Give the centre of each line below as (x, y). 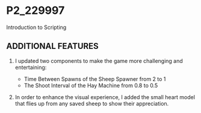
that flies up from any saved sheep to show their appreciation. (92, 103)
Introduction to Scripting (36, 27)
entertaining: (31, 67)
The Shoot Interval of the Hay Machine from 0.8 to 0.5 (91, 85)
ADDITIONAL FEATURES (53, 46)
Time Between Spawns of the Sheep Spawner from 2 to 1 (95, 79)
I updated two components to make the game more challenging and (99, 60)
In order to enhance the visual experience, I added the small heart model (105, 97)
